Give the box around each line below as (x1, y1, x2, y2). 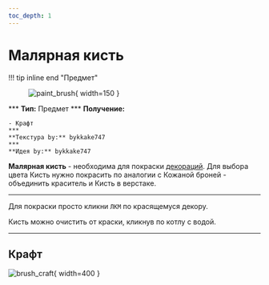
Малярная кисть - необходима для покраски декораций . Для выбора (8, 161, 249, 171)
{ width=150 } (74, 88, 120, 98)
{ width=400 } (53, 269, 100, 279)
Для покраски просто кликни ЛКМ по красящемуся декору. (8, 201, 208, 211)
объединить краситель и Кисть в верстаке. (8, 178, 157, 188)
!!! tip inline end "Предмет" (8, 73, 98, 82)
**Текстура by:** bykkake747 (8, 133, 106, 141)
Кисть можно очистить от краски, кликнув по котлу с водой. (8, 217, 216, 227)
